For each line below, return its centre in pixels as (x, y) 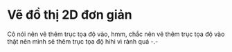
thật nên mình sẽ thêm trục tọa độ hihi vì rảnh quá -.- (83, 41)
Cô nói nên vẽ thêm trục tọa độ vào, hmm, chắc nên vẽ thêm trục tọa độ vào (116, 34)
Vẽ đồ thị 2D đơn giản (70, 15)
